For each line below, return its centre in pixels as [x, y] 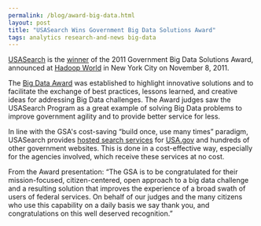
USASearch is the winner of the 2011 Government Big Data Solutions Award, [131, 60]
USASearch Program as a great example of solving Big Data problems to [125, 108]
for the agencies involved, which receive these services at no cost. [116, 157]
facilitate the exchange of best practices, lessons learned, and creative [123, 92]
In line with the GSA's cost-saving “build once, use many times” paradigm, [129, 132]
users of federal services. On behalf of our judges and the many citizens [125, 197]
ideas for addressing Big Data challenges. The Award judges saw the [119, 100]
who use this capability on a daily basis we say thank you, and [109, 206]
